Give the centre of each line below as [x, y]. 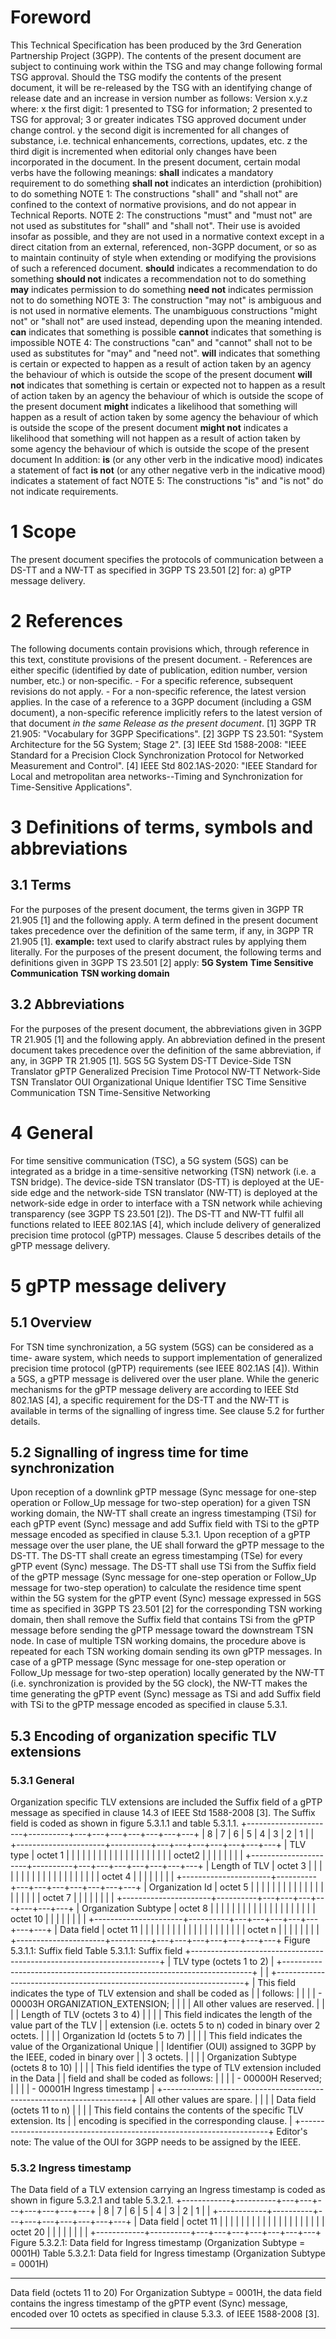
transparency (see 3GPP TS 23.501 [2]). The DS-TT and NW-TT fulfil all [157, 1213]
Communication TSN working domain [90, 973]
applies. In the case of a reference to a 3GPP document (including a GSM [161, 702]
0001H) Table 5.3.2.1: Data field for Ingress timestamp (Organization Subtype [168, 2253]
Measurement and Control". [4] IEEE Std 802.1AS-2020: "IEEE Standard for [164, 765]
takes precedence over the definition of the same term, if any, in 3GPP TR [162, 930]
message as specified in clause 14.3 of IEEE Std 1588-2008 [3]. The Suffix [163, 1813]
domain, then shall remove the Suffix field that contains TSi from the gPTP [163, 1620]
